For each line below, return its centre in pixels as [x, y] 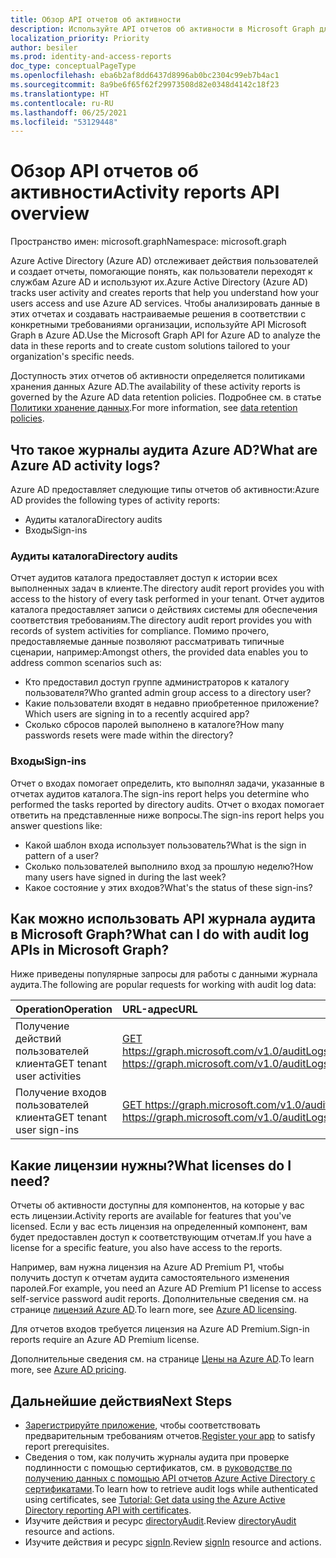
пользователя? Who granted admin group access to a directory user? [168, 693]
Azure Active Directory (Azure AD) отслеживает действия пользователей [164, 261]
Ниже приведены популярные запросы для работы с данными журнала [164, 974]
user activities [48, 1076]
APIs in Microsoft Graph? [90, 949]
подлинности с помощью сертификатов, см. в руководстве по [158, 1468]
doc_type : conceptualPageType [73, 66]
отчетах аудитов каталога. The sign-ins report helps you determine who [160, 793]
